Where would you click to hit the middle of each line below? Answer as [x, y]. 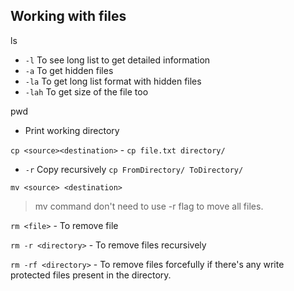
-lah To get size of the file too [86, 91]
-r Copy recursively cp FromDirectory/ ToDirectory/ [134, 169]
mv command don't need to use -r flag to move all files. [149, 206]
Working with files [68, 16]
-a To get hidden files [69, 70]
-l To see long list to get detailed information [117, 60]
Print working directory [72, 130]
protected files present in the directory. [91, 275]
